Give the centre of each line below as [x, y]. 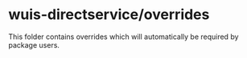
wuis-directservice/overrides [109, 15]
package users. [34, 44]
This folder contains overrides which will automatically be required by [123, 37]
